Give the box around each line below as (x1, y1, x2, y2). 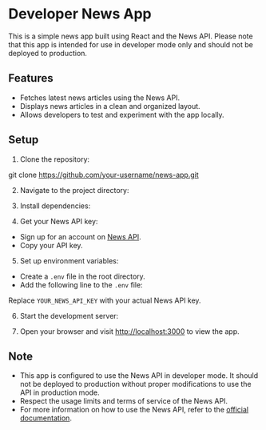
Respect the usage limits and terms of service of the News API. (19, 396, 228, 406)
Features (8, 71, 54, 85)
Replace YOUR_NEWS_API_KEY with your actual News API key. (8, 295, 201, 305)
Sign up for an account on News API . (19, 231, 141, 241)
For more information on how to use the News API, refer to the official (19, 405, 249, 415)
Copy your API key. (19, 240, 83, 250)
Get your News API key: (19, 216, 98, 226)
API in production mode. (19, 388, 100, 397)
